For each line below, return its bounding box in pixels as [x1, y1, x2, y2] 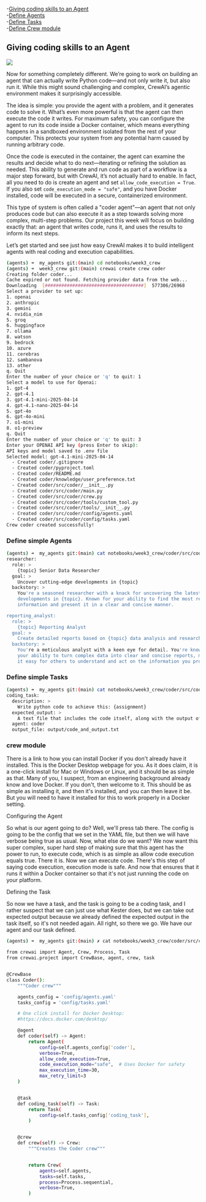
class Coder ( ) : [6, 977, 45, 983]
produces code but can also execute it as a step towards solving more [6, 210, 184, 217]
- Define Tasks [6, 18, 42, 25]
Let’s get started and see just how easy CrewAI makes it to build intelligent [6, 242, 194, 249]
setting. [6, 801, 26, 808]
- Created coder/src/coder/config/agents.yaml [12, 511, 133, 517]
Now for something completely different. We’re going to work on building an [6, 70, 198, 77]
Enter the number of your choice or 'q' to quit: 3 [6, 436, 141, 443]
